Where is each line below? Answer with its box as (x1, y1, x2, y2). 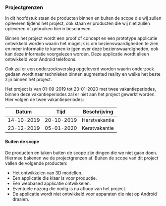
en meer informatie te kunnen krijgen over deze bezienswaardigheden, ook (5, 46, 159, 52)
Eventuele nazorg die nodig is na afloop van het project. (12, 185, 127, 192)
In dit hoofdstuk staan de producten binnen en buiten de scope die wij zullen (5, 15, 162, 21)
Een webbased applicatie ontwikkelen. (12, 180, 91, 186)
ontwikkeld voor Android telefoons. (5, 56, 77, 62)
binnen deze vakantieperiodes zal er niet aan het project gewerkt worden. (5, 91, 156, 98)
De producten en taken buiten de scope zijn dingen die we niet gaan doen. (5, 150, 158, 155)
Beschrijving (83, 108, 113, 115)
